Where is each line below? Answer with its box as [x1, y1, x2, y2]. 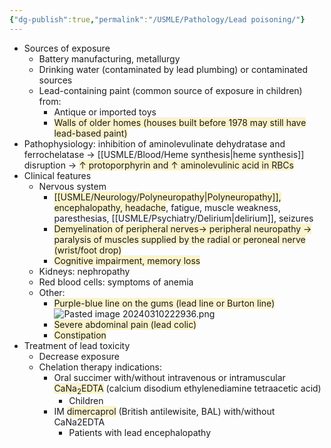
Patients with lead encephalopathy [68, 427, 212, 439]
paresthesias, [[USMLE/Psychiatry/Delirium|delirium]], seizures [53, 212, 314, 224]
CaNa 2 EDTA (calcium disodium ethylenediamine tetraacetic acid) [53, 382, 322, 396]
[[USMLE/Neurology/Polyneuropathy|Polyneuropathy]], [53, 191, 282, 203]
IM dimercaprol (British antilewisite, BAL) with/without [53, 406, 276, 418]
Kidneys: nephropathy [38, 265, 131, 277]
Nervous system [38, 180, 107, 192]
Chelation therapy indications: [38, 361, 163, 373]
